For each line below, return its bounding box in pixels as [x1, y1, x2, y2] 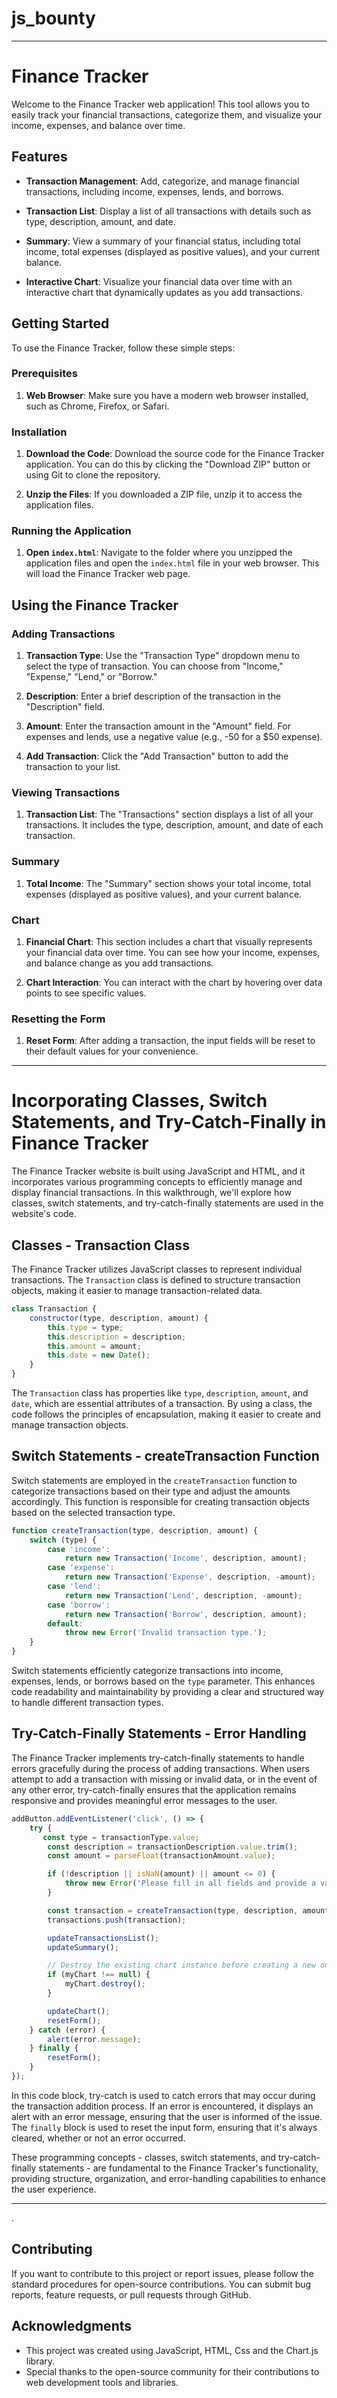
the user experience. [11, 2183, 97, 2195]
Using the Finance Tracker [11, 597, 179, 614]
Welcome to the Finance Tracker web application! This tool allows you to [11, 98, 310, 110]
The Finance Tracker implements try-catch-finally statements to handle [11, 1752, 305, 1764]
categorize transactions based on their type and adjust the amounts [11, 1485, 291, 1497]
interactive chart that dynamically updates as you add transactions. [25, 286, 304, 298]
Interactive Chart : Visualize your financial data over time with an [25, 275, 293, 287]
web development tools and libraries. [25, 2376, 179, 2388]
